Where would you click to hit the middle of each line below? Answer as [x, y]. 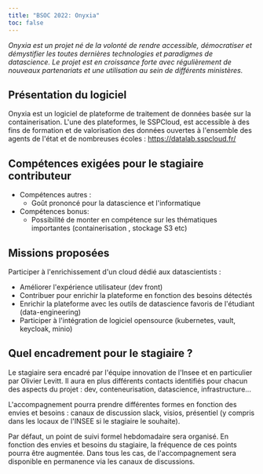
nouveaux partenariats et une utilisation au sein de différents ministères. [126, 70]
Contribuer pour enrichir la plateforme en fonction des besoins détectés [136, 295]
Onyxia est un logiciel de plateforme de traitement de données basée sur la [130, 114]
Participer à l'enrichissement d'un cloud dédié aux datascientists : [115, 271]
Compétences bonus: [54, 211]
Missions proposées [59, 253]
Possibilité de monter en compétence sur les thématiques [124, 220]
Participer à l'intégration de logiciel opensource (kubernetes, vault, [128, 320]
